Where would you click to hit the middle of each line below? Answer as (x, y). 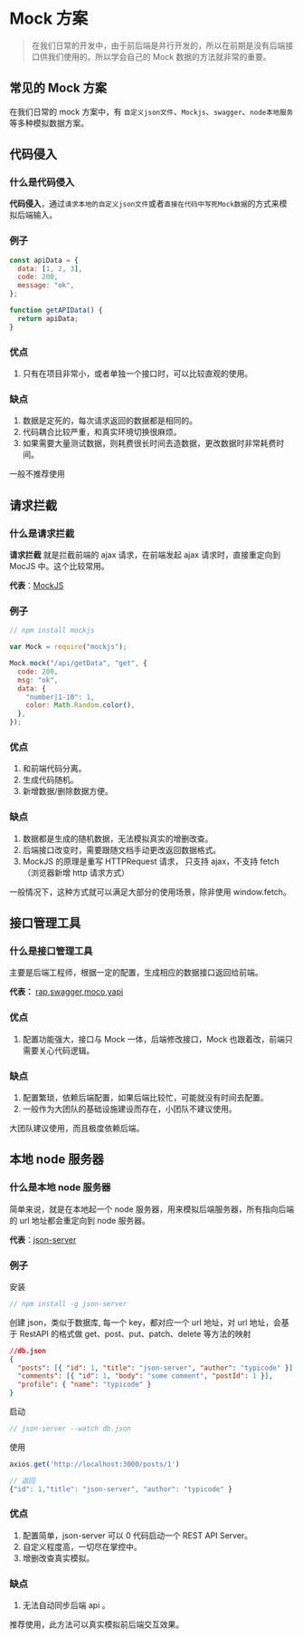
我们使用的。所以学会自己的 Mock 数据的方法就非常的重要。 (159, 56)
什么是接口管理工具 (51, 951)
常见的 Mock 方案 (58, 88)
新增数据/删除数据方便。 (67, 791)
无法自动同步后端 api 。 (66, 1605)
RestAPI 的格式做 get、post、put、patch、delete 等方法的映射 (135, 1333)
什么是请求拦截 (42, 533)
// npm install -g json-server (68, 1304)
